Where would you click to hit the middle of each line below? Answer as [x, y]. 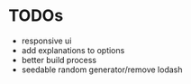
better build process [59, 60]
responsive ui [46, 41]
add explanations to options [73, 50]
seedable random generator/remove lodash [102, 70]
